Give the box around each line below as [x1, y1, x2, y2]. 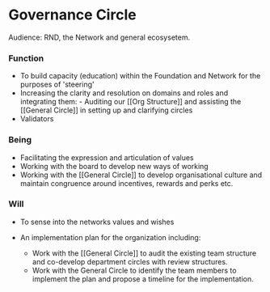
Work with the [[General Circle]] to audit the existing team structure [32, 248, 257, 258]
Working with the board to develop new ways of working [19, 161, 209, 171]
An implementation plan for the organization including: [19, 232, 201, 242]
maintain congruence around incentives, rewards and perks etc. [19, 178, 234, 188]
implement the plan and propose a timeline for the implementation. [32, 273, 255, 284]
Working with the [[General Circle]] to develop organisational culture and [19, 170, 263, 180]
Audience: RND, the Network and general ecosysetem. [8, 32, 191, 42]
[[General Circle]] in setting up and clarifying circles [19, 105, 193, 115]
